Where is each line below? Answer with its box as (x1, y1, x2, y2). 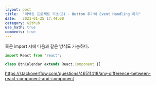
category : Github (5, 20, 40, 26)
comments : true (5, 29, 36, 34)
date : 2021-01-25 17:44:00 (5, 16, 64, 21)
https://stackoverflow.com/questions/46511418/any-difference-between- (5, 71, 151, 76)
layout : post (5, 7, 32, 12)
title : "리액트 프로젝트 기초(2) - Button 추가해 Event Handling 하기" (5, 12, 141, 16)
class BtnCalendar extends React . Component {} (5, 61, 101, 67)
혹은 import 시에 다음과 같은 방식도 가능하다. (5, 43, 89, 49)
